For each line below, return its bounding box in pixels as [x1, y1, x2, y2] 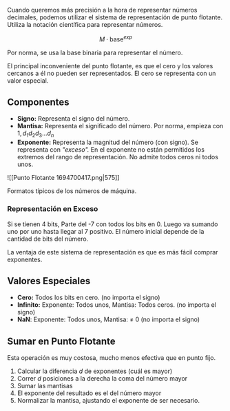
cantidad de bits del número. [7, 234, 89, 243]
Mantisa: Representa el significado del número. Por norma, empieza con [17, 122, 224, 130]
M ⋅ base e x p [98, 34, 133, 43]
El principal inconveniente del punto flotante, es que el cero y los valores [7, 61, 213, 70]
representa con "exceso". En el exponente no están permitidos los [17, 146, 205, 154]
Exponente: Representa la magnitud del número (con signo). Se [17, 138, 198, 147]
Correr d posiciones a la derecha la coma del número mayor [17, 374, 188, 383]
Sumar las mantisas [17, 382, 73, 390]
